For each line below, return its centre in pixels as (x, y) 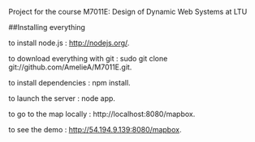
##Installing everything (47, 27)
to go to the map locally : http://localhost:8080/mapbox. (102, 114)
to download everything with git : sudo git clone (88, 58)
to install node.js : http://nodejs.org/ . (69, 43)
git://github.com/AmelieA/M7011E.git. (70, 67)
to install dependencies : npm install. (70, 83)
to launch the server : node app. (62, 98)
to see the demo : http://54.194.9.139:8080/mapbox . (95, 129)
